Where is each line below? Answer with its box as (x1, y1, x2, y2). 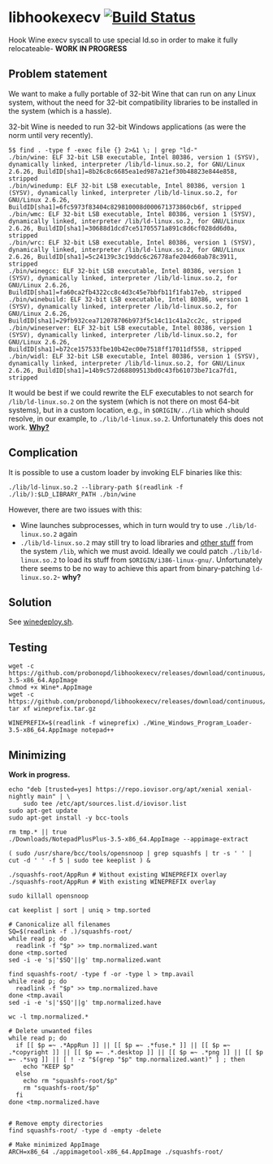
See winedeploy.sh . (8, 617, 75, 627)
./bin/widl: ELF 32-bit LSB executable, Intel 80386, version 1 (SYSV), (8, 352, 260, 361)
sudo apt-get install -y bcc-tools (8, 814, 129, 822)
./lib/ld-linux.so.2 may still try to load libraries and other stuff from (19, 537, 253, 547)
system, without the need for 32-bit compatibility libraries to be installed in (8, 97, 258, 107)
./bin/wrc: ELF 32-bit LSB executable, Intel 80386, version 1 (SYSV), (8, 238, 256, 247)
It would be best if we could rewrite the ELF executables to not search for (8, 387, 253, 397)
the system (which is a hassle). (8, 106, 112, 115)
